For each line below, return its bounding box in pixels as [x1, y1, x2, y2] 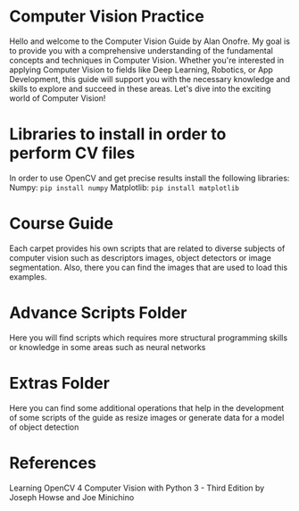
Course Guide [9, 214, 114, 234]
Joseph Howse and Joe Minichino [9, 491, 135, 502]
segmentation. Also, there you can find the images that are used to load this [9, 262, 288, 272]
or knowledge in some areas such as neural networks [9, 341, 206, 352]
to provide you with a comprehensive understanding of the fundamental [9, 45, 274, 55]
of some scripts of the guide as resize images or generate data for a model [9, 412, 285, 423]
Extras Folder [9, 373, 110, 393]
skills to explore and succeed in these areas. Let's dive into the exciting [9, 83, 271, 94]
